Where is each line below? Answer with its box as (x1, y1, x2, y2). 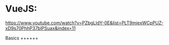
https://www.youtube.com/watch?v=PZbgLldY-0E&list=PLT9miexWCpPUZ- (5, 20, 164, 26)
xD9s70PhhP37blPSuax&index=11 (5, 25, 76, 31)
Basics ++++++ (5, 35, 38, 41)
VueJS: (5, 3, 37, 15)
